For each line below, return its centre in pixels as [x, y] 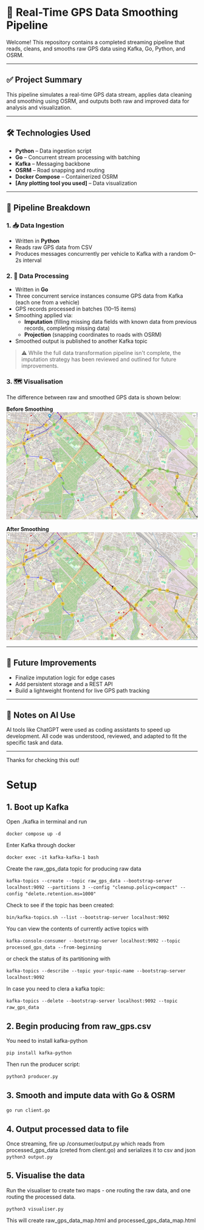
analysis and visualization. [39, 107]
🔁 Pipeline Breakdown [49, 208]
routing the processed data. [41, 1197]
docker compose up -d [34, 834]
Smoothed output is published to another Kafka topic [81, 341]
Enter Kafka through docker [41, 845]
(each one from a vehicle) [47, 302]
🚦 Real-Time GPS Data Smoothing [92, 12]
